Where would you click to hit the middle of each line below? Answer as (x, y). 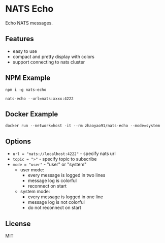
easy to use (25, 51)
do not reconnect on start (54, 208)
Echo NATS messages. (29, 23)
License (18, 223)
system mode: (35, 192)
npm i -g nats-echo (26, 89)
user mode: (32, 170)
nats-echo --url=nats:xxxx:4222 (39, 99)
